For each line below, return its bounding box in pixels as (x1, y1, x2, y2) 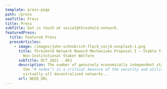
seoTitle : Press (5, 16, 39, 21)
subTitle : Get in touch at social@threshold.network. (5, 26, 119, 31)
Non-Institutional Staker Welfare (23, 53, 94, 58)
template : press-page (5, 7, 50, 12)
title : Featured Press (9, 35, 57, 40)
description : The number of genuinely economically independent (18, 62, 155, 67)
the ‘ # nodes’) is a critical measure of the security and (23, 67, 148, 72)
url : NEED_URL (18, 76, 48, 81)
